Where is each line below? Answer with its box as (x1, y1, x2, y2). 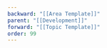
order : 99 (7, 30, 37, 37)
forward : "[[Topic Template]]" (7, 23, 101, 30)
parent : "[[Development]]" (7, 17, 88, 24)
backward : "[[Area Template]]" (7, 10, 101, 18)
